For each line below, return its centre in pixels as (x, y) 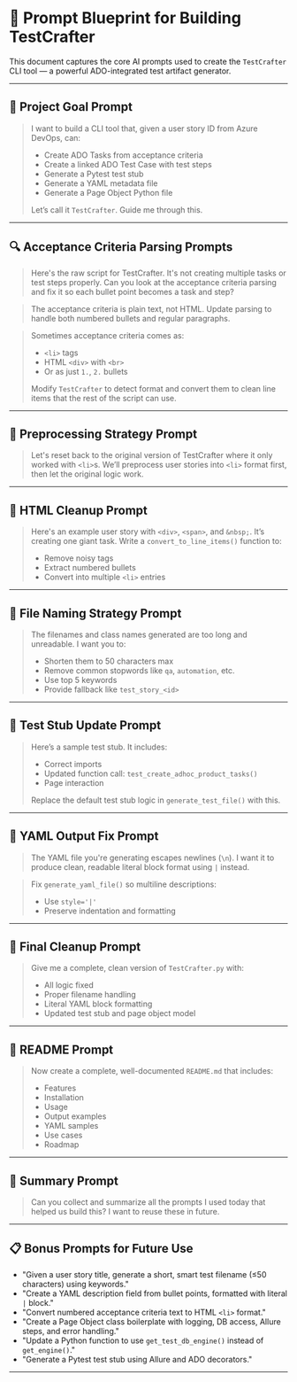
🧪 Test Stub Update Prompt (85, 726)
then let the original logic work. (87, 474)
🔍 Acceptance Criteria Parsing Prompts (121, 247)
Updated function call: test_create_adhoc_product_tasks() (151, 773)
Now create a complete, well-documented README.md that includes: (152, 1071)
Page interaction (74, 782)
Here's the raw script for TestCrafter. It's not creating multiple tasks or (159, 273)
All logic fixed (69, 985)
